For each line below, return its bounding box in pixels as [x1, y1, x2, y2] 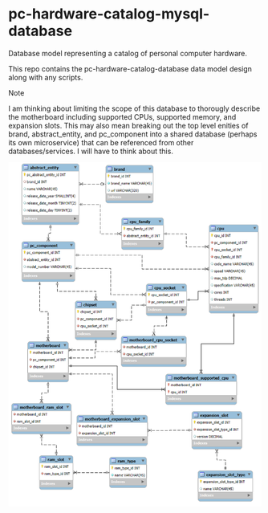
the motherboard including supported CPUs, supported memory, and [8, 112, 237, 121]
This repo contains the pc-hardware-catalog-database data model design [8, 63, 253, 73]
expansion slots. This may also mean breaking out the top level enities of [8, 120, 249, 130]
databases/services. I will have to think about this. [8, 146, 174, 156]
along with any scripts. [8, 72, 83, 82]
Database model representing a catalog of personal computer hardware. [8, 48, 247, 58]
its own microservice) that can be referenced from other [8, 137, 194, 147]
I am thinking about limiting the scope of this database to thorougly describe [8, 104, 261, 113]
